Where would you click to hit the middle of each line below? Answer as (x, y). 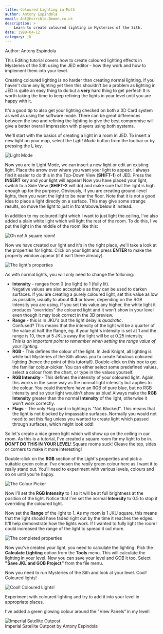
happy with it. (19, 101)
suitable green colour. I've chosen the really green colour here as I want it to (81, 464)
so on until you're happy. (30, 474)
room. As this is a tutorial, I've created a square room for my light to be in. (79, 438)
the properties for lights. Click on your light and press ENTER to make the (79, 250)
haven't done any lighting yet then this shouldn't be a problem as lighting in (80, 85)
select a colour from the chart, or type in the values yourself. (73, 372)
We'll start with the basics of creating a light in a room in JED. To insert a (78, 135)
